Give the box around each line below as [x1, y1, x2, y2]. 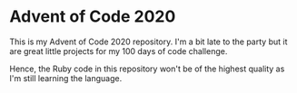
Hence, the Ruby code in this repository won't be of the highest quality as [9, 63, 285, 74]
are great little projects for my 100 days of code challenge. [9, 45, 228, 56]
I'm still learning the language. [9, 72, 123, 83]
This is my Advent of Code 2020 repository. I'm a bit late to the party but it [9, 36, 288, 47]
